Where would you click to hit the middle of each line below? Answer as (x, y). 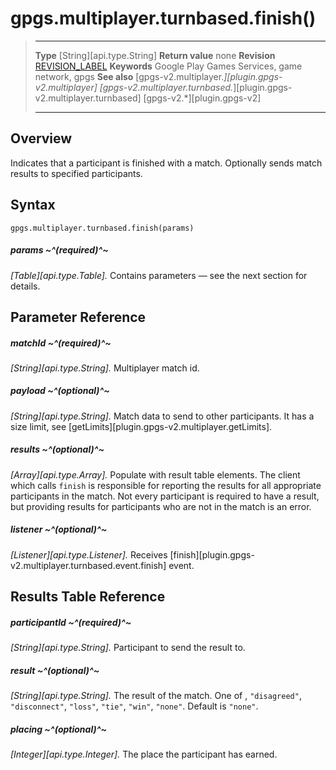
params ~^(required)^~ (59, 250)
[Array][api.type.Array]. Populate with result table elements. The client (155, 474)
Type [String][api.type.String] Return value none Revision (155, 55)
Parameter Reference (78, 317)
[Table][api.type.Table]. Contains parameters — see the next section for (159, 275)
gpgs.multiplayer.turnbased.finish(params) (102, 228)
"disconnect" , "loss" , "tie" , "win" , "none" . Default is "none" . (134, 706)
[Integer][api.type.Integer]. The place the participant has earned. (144, 754)
